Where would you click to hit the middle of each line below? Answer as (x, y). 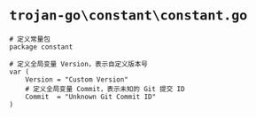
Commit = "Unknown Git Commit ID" (91, 97)
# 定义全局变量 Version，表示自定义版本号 (78, 64)
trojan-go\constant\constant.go (128, 16)
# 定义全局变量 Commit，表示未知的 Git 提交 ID (105, 89)
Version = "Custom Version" (77, 79)
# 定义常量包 (30, 39)
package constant (41, 47)
